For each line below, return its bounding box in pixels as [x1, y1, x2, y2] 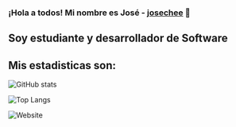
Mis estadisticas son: [8, 59, 117, 72]
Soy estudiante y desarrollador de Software [8, 32, 228, 45]
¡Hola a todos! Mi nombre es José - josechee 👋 [8, 7, 191, 18]
